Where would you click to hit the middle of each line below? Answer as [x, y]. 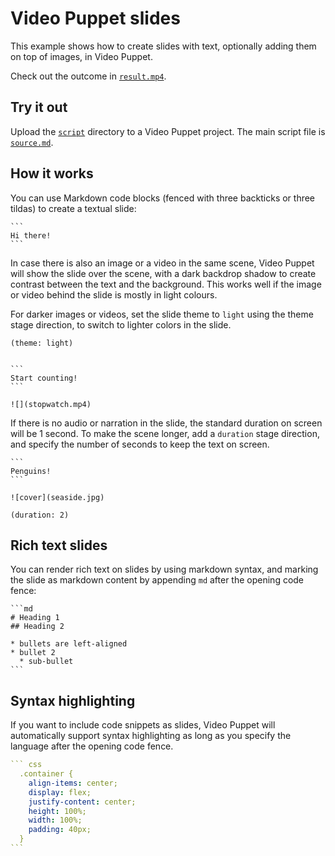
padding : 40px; [60, 830]
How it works [52, 173]
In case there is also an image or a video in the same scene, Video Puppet [162, 263]
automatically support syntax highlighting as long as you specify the [151, 736]
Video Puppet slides [95, 18]
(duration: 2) [40, 515]
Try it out [39, 107]
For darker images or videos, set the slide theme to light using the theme [162, 314]
